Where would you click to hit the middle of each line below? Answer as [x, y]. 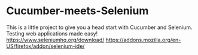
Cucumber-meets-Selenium [77, 11]
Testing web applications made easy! [52, 33]
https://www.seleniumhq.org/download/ [55, 40]
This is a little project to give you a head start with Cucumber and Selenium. [99, 27]
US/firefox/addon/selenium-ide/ [45, 46]
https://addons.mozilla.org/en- [143, 40]
